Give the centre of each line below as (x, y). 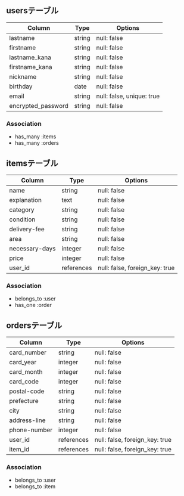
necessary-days (32, 248)
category (22, 209)
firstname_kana (31, 67)
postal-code (27, 391)
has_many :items (35, 137)
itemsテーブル (32, 163)
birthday (21, 86)
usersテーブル (32, 11)
